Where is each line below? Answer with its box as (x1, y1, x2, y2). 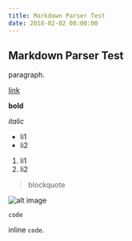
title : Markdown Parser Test (8, 11, 106, 20)
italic (8, 117, 25, 127)
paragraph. (8, 70, 46, 80)
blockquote (27, 180, 66, 190)
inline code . (8, 225, 45, 235)
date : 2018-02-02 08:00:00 (8, 19, 98, 27)
